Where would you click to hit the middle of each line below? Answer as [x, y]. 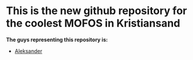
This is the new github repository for [97, 11]
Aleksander [28, 51]
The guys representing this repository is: [57, 39]
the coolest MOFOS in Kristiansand [93, 23]
